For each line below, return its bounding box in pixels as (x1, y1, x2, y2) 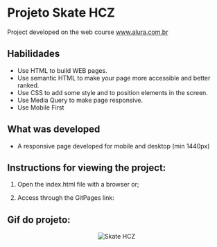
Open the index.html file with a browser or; (17, 180, 139, 189)
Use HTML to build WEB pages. (17, 66, 107, 74)
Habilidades (7, 48, 60, 60)
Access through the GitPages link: (17, 194, 114, 202)
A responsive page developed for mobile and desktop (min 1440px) (17, 142, 210, 150)
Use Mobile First (17, 103, 64, 112)
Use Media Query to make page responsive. (17, 96, 144, 104)
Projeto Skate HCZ (7, 5, 116, 21)
